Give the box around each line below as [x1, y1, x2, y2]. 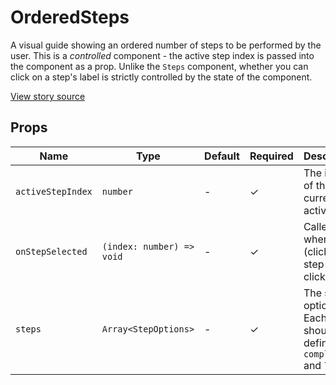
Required [249, 149, 294, 163]
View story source [10, 90, 86, 102]
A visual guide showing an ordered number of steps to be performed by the [10, 39, 322, 51]
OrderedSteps [10, 6, 130, 29]
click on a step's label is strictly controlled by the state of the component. [10, 71, 313, 83]
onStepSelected [15, 246, 88, 257]
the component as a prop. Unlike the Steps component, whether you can [10, 60, 309, 72]
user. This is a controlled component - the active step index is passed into [10, 49, 315, 61]
